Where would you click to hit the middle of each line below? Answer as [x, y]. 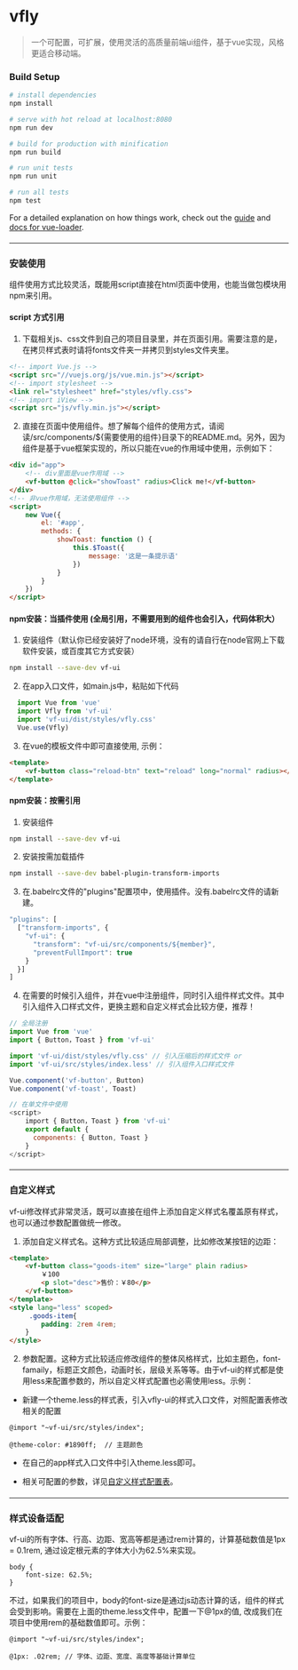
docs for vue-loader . [47, 227]
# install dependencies [53, 95]
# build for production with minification [89, 144]
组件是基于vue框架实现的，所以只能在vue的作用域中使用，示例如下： [148, 448]
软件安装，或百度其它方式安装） [80, 651]
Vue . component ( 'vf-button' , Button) [77, 1080]
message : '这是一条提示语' [133, 556]
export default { [57, 1130]
